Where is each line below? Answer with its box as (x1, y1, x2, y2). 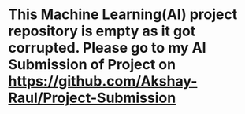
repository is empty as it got (8, 22, 196, 40)
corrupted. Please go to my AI (8, 39, 206, 57)
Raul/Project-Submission (8, 89, 176, 107)
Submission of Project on (8, 56, 176, 74)
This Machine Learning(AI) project (8, 6, 238, 24)
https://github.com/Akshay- (8, 72, 198, 90)
